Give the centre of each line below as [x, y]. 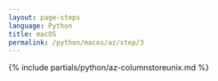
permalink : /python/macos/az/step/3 [76, 42]
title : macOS [32, 34]
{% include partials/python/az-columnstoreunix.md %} [109, 68]
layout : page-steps [44, 17]
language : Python [40, 26]
